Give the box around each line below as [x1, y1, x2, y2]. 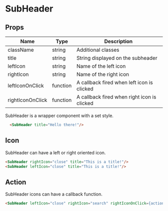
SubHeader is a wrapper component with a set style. [5, 113, 114, 119]
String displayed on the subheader [76, 55, 157, 61]
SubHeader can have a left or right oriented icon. [5, 149, 106, 156]
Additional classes [76, 46, 119, 53]
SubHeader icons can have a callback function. [5, 191, 102, 197]
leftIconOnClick [7, 82, 44, 89]
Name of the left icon [76, 63, 126, 69]
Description [104, 38, 133, 45]
